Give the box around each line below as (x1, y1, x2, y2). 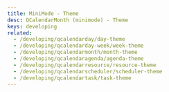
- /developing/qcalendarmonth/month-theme (13, 49, 138, 56)
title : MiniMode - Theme (7, 10, 79, 17)
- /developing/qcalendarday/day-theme (13, 36, 126, 43)
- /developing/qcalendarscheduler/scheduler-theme (13, 68, 163, 75)
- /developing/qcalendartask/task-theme (13, 74, 132, 82)
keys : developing (7, 23, 57, 30)
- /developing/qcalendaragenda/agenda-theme (13, 55, 144, 62)
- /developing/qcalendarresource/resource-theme (13, 62, 157, 68)
